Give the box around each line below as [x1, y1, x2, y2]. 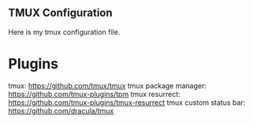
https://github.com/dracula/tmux [8, 106, 114, 115]
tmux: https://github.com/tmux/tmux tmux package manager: [8, 80, 207, 90]
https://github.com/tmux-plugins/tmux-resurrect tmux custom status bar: [8, 98, 246, 107]
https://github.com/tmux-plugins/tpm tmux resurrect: [8, 89, 180, 99]
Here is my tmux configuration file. [8, 27, 121, 36]
